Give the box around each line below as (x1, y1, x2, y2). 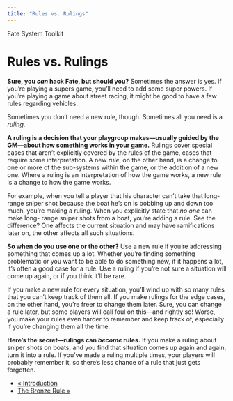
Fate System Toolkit (7, 29, 64, 38)
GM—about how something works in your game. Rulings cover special (7, 141, 213, 149)
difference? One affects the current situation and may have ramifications (7, 221, 215, 229)
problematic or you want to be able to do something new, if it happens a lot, (7, 257, 224, 265)
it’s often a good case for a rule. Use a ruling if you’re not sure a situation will (7, 264, 227, 273)
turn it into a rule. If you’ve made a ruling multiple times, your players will (7, 350, 216, 359)
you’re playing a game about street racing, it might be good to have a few (7, 91, 217, 100)
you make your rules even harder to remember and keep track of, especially (7, 315, 225, 323)
